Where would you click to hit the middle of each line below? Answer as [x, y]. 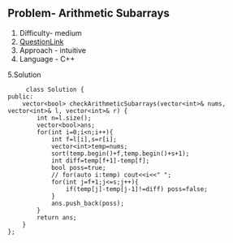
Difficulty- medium [50, 33]
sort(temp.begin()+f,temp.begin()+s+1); [120, 154]
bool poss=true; [78, 167]
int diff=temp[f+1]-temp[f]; [100, 161]
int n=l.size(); [64, 118]
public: [21, 97]
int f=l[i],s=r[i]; [84, 139]
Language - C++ [47, 59]
